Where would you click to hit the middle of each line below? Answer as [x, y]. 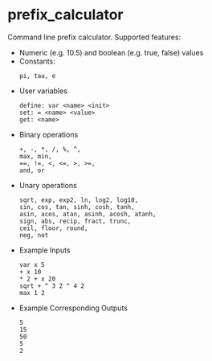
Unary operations [48, 185]
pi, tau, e [37, 76]
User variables [43, 91]
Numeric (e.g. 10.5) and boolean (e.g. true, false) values [111, 52]
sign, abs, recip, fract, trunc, [75, 221]
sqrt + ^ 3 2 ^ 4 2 [52, 286]
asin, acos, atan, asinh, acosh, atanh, [88, 214]
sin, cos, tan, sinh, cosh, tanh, [77, 207]
